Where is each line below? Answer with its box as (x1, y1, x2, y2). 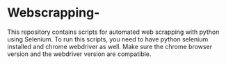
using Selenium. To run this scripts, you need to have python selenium (7, 35, 209, 43)
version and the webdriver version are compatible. (7, 50, 152, 58)
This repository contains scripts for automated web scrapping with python (7, 28, 220, 36)
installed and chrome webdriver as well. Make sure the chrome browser (7, 42, 213, 50)
